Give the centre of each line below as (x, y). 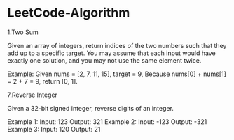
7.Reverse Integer (33, 95)
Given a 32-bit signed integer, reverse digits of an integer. (90, 108)
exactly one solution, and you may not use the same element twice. (104, 60)
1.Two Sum (23, 32)
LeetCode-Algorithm (69, 13)
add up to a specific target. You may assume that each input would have (111, 53)
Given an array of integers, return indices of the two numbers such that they (117, 45)
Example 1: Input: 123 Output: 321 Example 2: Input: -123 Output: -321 (107, 122)
